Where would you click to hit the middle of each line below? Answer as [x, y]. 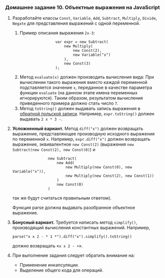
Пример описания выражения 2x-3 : [57, 33]
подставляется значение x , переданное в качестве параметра [86, 87]
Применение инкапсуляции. [49, 265]
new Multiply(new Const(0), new [99, 167]
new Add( [66, 163]
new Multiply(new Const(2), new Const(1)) [110, 176]
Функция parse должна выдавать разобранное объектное [74, 208]
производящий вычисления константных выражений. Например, [81, 228]
